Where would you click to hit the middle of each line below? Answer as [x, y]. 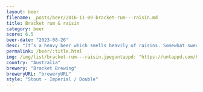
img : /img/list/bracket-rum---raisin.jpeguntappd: [71, 57]
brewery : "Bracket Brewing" [42, 68]
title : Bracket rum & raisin [43, 23]
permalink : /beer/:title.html [44, 51]
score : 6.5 [20, 34]
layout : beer [23, 12]
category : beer [25, 29]
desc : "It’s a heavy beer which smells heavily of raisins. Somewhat [96, 46]
